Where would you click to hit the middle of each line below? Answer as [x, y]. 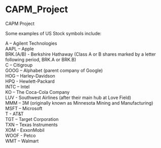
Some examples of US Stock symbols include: [53, 33]
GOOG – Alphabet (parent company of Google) [54, 70]
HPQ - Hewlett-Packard [30, 81]
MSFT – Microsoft [24, 108]
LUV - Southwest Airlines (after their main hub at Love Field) [68, 97]
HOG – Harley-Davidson [30, 76]
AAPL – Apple [20, 48]
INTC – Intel [18, 87]
